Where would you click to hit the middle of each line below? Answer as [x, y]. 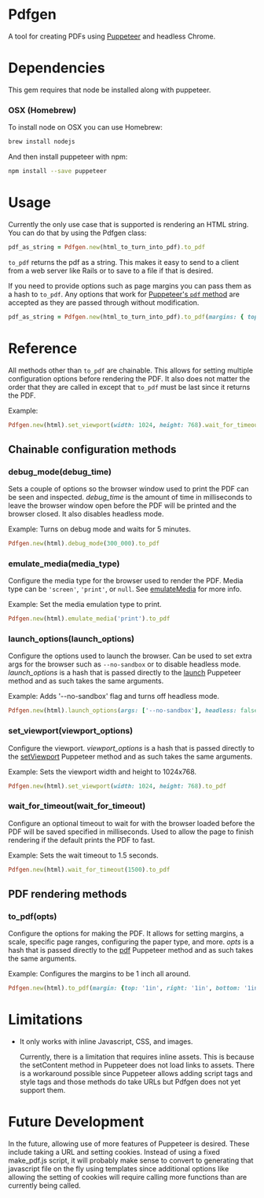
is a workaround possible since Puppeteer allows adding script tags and [136, 1074]
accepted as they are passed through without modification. [104, 302]
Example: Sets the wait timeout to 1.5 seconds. [83, 855]
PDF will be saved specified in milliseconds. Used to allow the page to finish [131, 832]
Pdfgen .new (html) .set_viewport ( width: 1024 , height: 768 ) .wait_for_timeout [135, 425]
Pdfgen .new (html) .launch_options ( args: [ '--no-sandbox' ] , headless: [123, 711]
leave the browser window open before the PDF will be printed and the [123, 505]
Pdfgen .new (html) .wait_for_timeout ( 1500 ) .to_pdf [89, 869]
